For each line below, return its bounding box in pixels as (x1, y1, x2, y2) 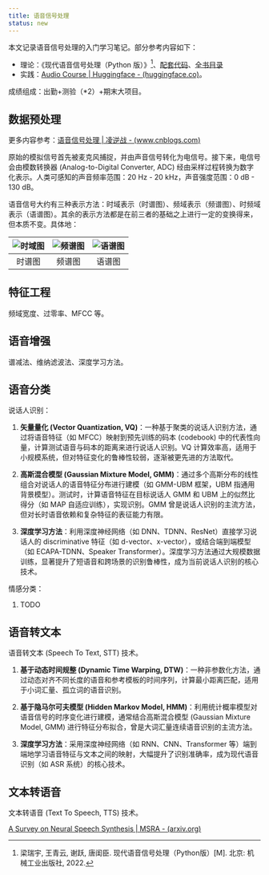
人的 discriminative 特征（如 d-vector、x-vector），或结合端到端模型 (26, 537, 251, 546)
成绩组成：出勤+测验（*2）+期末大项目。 (8, 87, 147, 96)
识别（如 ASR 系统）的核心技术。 (19, 760, 130, 769)
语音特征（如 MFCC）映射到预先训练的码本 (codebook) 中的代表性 (34, 432, 254, 442)
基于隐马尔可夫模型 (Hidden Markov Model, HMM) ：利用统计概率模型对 (19, 703, 258, 712)
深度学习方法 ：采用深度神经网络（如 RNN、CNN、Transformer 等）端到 (19, 739, 258, 749)
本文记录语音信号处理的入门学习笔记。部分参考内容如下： (8, 42, 198, 52)
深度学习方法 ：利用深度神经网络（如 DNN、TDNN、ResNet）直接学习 (19, 527, 251, 537)
